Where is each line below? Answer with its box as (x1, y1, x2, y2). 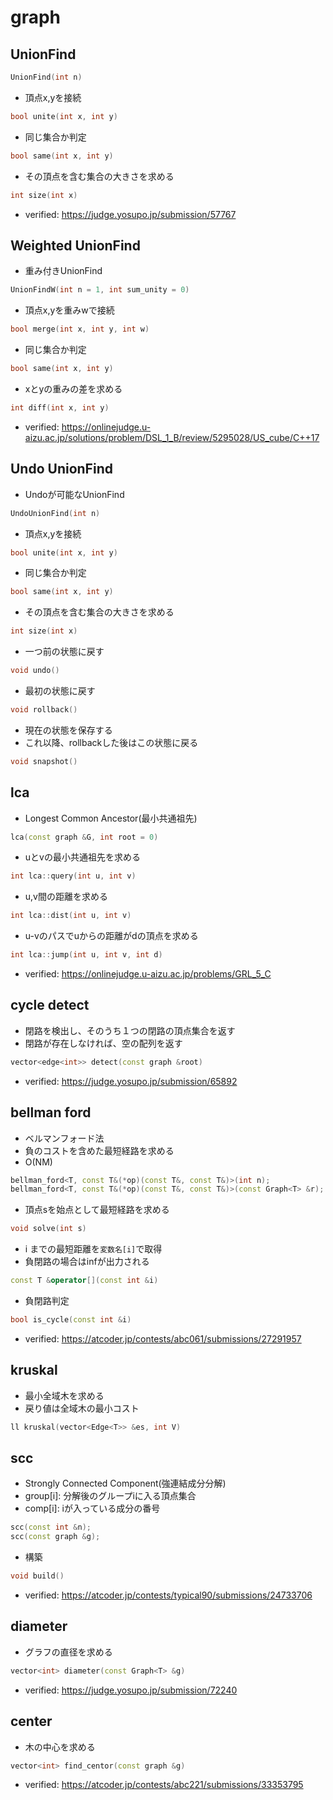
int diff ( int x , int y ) (10, 402, 110, 413)
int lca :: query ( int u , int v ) (10, 871, 137, 881)
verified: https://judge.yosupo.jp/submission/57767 (24, 208, 237, 220)
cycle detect (10, 997, 90, 1014)
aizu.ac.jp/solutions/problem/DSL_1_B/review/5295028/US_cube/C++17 (24, 431, 320, 443)
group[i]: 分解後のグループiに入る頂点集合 (24, 1490, 197, 1502)
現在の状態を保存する (24, 724, 113, 736)
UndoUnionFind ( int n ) (10, 508, 101, 518)
